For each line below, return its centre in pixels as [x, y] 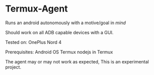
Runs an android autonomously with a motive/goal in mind [66, 23]
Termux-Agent [37, 9]
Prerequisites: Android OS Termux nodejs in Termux [59, 52]
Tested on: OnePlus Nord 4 [33, 42]
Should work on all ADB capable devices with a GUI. [59, 32]
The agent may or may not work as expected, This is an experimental [77, 61]
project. [13, 67]
